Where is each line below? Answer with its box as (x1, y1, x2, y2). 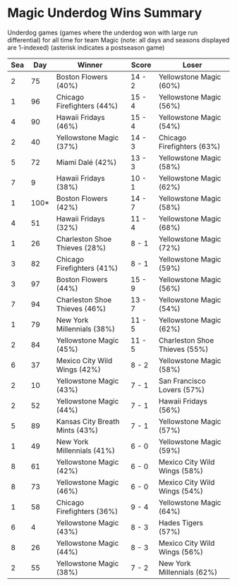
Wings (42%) (56, 365, 101, 374)
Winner (77, 60, 103, 70)
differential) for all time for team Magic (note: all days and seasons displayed (7, 35, 230, 44)
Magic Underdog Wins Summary (7, 5, 202, 21)
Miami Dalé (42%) (56, 157, 117, 167)
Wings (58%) (158, 465, 203, 475)
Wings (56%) (158, 547, 203, 556)
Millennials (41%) (56, 446, 115, 456)
